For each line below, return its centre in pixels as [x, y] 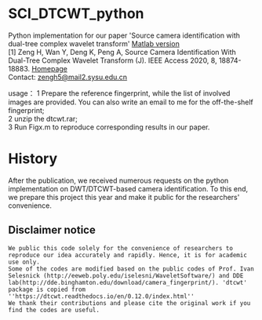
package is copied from [47, 289]
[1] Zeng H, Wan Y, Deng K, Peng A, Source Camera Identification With [122, 52]
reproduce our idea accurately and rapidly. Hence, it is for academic [127, 255]
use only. [24, 262]
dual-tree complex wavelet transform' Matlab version [94, 43]
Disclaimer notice [52, 230]
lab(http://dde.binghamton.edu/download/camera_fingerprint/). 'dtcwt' [127, 282]
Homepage [49, 68]
